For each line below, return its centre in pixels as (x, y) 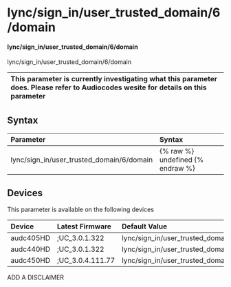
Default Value (144, 226)
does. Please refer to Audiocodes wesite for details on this (109, 87)
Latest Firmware (84, 226)
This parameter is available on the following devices (81, 210)
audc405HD (30, 238)
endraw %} (177, 169)
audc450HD (30, 261)
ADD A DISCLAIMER (35, 277)
